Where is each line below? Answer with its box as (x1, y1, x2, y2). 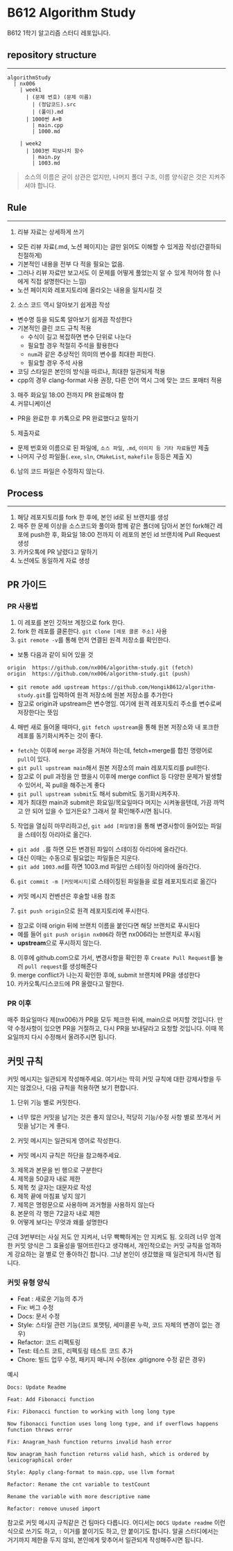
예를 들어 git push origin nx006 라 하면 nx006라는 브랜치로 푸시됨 (17, 930, 201, 939)
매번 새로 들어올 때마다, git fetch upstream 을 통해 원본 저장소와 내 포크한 (17, 723, 220, 731)
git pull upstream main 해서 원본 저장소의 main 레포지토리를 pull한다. (17, 764, 210, 772)
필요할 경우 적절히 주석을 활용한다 (27, 341, 119, 350)
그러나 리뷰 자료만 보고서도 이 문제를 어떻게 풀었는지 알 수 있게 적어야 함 (17, 268, 212, 277)
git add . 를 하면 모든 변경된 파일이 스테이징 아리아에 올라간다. (17, 845, 189, 854)
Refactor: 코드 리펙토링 (17, 1338, 81, 1346)
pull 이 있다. (17, 755, 51, 764)
